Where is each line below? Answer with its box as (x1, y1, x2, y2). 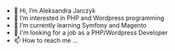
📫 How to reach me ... (13, 37, 78, 44)
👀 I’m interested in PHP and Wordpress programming (13, 14, 165, 22)
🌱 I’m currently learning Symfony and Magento (13, 21, 147, 29)
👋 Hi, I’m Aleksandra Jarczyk (13, 7, 96, 14)
